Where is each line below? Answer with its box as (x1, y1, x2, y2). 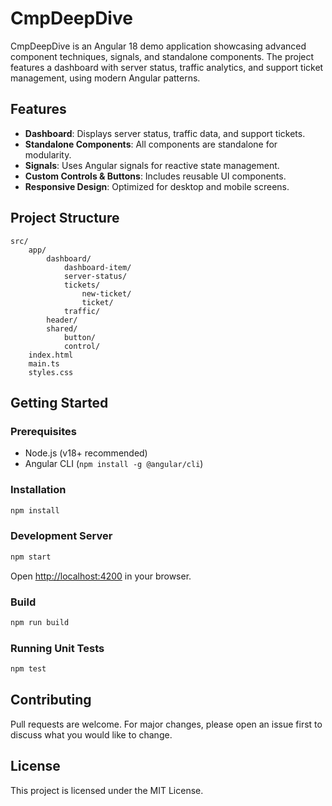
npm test (10, 664, 47, 674)
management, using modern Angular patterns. (10, 72, 201, 84)
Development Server (10, 529, 113, 543)
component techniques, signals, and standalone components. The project (10, 50, 315, 62)
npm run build (10, 617, 70, 627)
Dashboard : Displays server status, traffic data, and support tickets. (24, 127, 306, 139)
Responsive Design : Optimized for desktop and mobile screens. (24, 180, 290, 192)
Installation (10, 483, 67, 497)
